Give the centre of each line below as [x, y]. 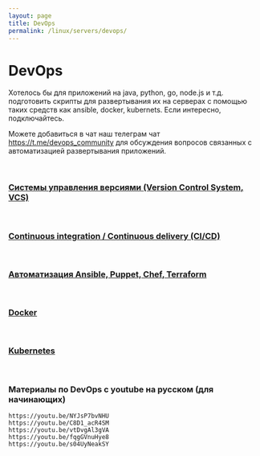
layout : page [30, 16]
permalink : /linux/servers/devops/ [68, 31]
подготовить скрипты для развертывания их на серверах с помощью [128, 101]
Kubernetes [32, 351]
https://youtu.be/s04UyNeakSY [59, 444]
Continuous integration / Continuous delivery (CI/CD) [114, 236]
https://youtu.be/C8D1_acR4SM [59, 423]
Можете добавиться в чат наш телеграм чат [84, 134]
